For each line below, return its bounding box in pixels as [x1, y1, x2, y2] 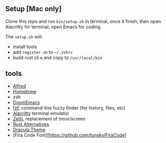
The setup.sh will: [5, 33, 43, 39]
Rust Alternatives [12, 121, 49, 127]
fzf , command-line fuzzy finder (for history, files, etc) [12, 105, 125, 111]
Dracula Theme [12, 126, 46, 133]
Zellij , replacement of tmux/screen [12, 115, 86, 121]
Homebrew [12, 88, 36, 94]
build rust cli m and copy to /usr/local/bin [12, 54, 103, 60]
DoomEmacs [12, 99, 40, 105]
